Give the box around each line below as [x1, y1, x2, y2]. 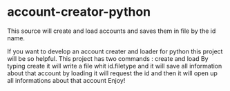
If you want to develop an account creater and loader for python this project [7, 47, 223, 55]
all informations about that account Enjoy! [7, 76, 126, 84]
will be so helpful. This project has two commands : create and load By [7, 54, 209, 62]
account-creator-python [7, 4, 151, 20]
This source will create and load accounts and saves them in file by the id [7, 27, 216, 35]
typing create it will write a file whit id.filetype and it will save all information [7, 62, 222, 70]
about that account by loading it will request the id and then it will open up [7, 69, 218, 77]
